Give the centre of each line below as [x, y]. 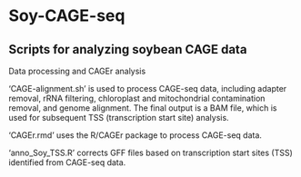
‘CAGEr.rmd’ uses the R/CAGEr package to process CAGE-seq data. [135, 135]
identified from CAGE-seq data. [67, 162]
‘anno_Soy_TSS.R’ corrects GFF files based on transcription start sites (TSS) [150, 152]
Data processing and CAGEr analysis [77, 71]
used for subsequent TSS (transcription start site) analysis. [119, 118]
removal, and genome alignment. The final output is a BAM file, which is [143, 108]
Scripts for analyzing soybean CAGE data [128, 49]
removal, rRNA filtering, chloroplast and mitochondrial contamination [137, 98]
